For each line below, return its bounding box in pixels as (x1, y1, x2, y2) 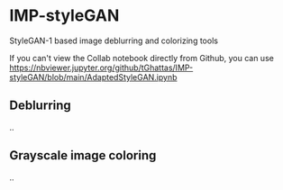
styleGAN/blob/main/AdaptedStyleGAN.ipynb (9, 71, 178, 82)
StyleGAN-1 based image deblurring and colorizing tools (9, 35, 219, 46)
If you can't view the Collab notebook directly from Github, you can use (9, 52, 275, 63)
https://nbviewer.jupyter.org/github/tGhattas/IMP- (9, 62, 194, 73)
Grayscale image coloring (9, 148, 157, 163)
